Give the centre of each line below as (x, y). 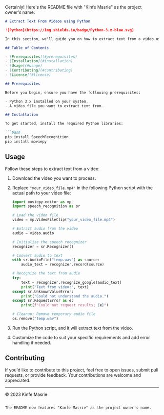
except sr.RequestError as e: (43, 301)
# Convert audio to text (37, 255)
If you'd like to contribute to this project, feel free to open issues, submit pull (82, 370)
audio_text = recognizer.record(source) (63, 265)
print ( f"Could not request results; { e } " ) (65, 305)
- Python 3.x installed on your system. (47, 101)
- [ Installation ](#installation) (39, 61)
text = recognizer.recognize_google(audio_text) (72, 282)
